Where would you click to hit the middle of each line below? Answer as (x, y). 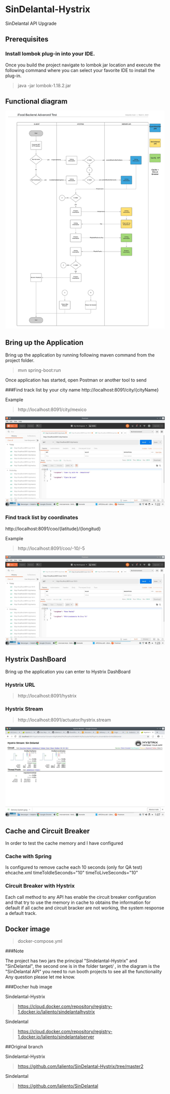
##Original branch (24, 1047)
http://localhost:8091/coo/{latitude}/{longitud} (53, 528)
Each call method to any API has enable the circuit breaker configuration (80, 897)
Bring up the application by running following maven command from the (80, 355)
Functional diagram (36, 102)
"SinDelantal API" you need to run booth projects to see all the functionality (83, 972)
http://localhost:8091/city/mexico (52, 409)
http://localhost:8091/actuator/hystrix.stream (64, 720)
